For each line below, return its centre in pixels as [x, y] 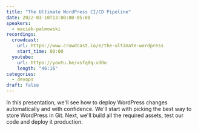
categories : [21, 74]
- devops [23, 79]
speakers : [19, 23]
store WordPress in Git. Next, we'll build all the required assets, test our [95, 115]
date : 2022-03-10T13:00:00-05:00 [48, 18]
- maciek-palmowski [36, 29]
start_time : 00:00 [40, 52]
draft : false [23, 86]
